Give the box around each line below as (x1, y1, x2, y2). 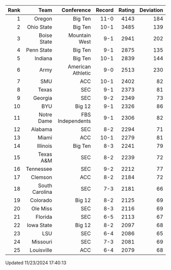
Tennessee (25, 166, 52, 172)
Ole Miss (31, 205, 52, 212)
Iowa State (27, 222, 52, 229)
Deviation (139, 7, 163, 13)
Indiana (35, 55, 52, 62)
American (68, 63, 91, 70)
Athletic (72, 70, 91, 76)
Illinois (37, 143, 52, 149)
